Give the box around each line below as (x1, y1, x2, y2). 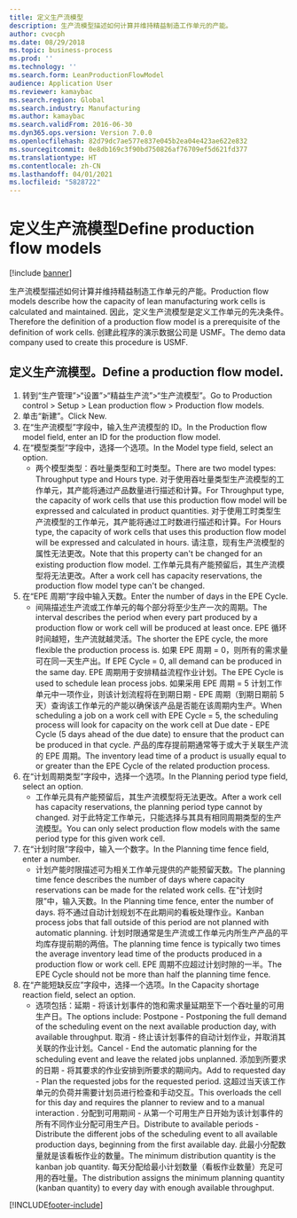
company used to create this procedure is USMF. (9, 337, 189, 348)
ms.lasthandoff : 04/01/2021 (9, 169, 113, 178)
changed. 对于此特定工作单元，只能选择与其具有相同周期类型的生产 (35, 812, 282, 822)
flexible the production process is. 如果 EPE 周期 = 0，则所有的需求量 (35, 644, 288, 655)
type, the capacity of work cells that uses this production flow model (35, 526, 286, 537)
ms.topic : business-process (9, 46, 113, 55)
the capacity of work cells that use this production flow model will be (35, 494, 287, 506)
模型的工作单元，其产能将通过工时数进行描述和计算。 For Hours (51, 516, 282, 527)
